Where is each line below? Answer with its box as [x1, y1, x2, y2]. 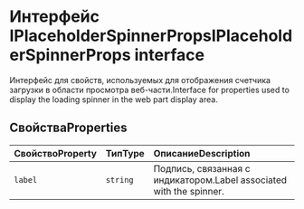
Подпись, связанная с [153, 162, 251, 175]
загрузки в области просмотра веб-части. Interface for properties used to [9, 84, 290, 95]
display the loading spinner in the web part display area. [9, 93, 219, 105]
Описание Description [153, 147, 251, 159]
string [105, 175, 134, 185]
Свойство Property [14, 147, 98, 159]
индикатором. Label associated [153, 174, 288, 186]
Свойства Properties [9, 120, 128, 136]
